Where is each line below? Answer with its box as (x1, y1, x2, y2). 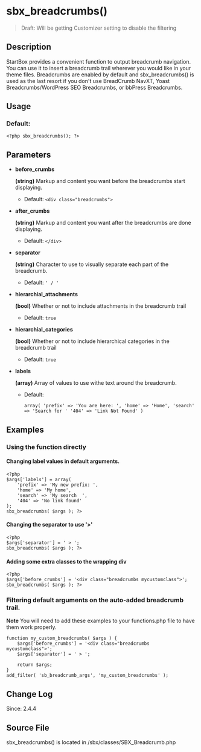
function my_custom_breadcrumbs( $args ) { (6, 635, 118, 642)
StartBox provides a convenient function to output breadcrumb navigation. (6, 58, 191, 65)
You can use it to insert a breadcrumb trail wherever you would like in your (6, 64, 191, 72)
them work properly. (6, 624, 57, 631)
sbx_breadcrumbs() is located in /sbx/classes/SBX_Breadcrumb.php (6, 739, 176, 746)
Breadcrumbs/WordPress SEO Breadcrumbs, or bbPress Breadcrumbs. (6, 84, 183, 91)
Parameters (6, 150, 51, 160)
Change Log (6, 689, 53, 699)
